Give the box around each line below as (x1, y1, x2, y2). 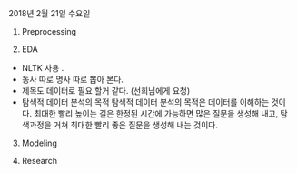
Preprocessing (21, 26, 77, 36)
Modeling (21, 137, 58, 148)
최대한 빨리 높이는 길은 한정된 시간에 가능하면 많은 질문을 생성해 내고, (34, 108, 279, 118)
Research (21, 156, 58, 166)
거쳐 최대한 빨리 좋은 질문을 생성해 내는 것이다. (53, 119, 219, 130)
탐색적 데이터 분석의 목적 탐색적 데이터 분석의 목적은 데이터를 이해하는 (21, 97, 270, 107)
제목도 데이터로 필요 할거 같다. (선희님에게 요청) (21, 86, 191, 96)
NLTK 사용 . (21, 63, 64, 73)
